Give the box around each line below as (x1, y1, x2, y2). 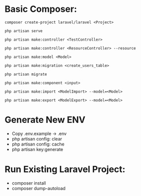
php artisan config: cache (11, 141, 65, 147)
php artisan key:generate (11, 146, 64, 152)
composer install (11, 180, 46, 186)
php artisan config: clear (11, 136, 63, 142)
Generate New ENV (4, 114, 85, 126)
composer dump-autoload (11, 185, 66, 191)
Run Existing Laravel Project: (4, 164, 126, 175)
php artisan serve (4, 28, 43, 33)
